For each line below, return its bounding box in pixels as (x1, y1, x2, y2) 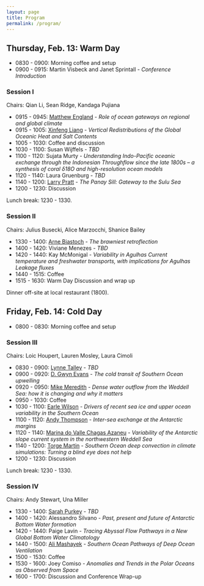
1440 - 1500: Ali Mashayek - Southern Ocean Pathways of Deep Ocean (15, 540, 195, 548)
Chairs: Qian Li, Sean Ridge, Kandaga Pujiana (6, 102, 120, 109)
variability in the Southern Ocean (15, 409, 99, 416)
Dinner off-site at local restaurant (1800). (6, 288, 109, 296)
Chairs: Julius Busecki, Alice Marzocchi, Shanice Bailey (6, 226, 145, 233)
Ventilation (15, 547, 43, 554)
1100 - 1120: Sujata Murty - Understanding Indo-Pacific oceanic (15, 152, 176, 160)
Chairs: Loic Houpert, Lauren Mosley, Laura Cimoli (6, 351, 133, 359)
